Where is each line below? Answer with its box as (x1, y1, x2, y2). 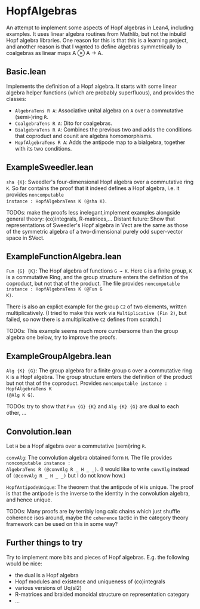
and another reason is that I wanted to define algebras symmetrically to (6, 43, 182, 50)
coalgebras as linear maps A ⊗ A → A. (6, 49, 103, 56)
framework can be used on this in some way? (6, 521, 118, 527)
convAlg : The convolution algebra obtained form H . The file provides (6, 454, 173, 461)
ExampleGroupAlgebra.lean (6, 351, 112, 361)
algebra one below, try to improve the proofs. (6, 333, 118, 341)
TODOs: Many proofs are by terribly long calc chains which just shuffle (6, 508, 180, 515)
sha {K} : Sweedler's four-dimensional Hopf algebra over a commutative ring (6, 178, 194, 185)
